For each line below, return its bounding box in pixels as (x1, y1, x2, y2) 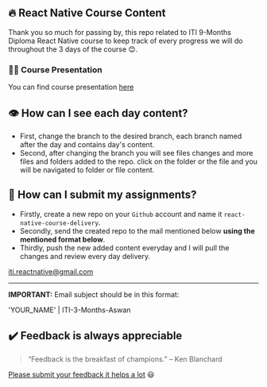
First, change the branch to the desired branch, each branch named (19, 131, 242, 141)
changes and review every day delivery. (19, 251, 151, 261)
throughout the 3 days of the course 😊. (8, 44, 138, 54)
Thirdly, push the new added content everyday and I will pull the (19, 242, 230, 253)
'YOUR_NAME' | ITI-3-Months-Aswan (8, 305, 131, 315)
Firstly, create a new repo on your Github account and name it (19, 209, 222, 219)
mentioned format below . (19, 234, 106, 244)
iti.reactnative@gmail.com (8, 266, 94, 277)
